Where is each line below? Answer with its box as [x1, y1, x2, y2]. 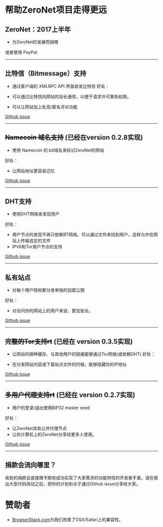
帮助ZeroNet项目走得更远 [5, 4, 107, 16]
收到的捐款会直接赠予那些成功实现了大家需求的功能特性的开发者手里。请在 [5, 475, 154, 480]
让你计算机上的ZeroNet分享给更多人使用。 [12, 431, 97, 437]
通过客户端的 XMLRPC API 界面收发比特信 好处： [12, 83, 110, 89]
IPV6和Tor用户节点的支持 [12, 244, 63, 250]
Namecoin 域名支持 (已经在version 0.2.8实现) [5, 133, 143, 142]
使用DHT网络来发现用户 [12, 211, 60, 217]
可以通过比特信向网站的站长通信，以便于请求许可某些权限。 [12, 93, 131, 99]
